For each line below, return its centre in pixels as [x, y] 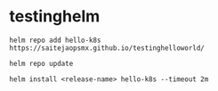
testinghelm [55, 17]
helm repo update [41, 63]
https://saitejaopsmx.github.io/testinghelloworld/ [107, 48]
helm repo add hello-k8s [55, 40]
